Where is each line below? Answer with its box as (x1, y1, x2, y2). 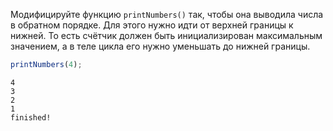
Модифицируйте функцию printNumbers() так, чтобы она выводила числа (10, 9, 324, 20)
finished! (10, 112, 52, 123)
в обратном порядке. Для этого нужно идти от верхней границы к (10, 19, 294, 31)
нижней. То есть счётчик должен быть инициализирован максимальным (10, 30, 323, 41)
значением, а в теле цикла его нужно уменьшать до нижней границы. (10, 40, 311, 52)
